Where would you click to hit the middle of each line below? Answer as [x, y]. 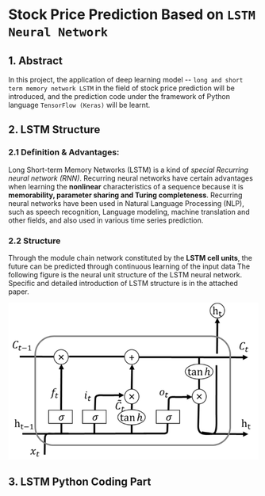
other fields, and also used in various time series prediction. [106, 220]
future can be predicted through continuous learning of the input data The [129, 266]
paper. [19, 292]
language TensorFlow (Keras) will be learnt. [79, 105]
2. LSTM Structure [54, 130]
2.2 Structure [35, 241]
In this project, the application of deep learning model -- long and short [126, 80]
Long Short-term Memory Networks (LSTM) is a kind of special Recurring [128, 170]
